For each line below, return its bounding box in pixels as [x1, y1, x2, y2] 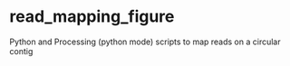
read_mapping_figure [9, 6, 175, 27]
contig [9, 45, 34, 56]
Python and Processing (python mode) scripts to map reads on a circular [9, 36, 281, 47]
